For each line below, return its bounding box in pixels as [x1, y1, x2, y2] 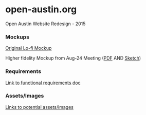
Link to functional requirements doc [5, 80, 81, 86]
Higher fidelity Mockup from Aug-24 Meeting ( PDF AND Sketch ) [5, 55, 141, 61]
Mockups [5, 33, 30, 41]
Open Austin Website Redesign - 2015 [5, 21, 86, 27]
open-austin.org [5, 4, 77, 15]
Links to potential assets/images [5, 104, 74, 110]
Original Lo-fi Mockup [5, 45, 52, 51]
